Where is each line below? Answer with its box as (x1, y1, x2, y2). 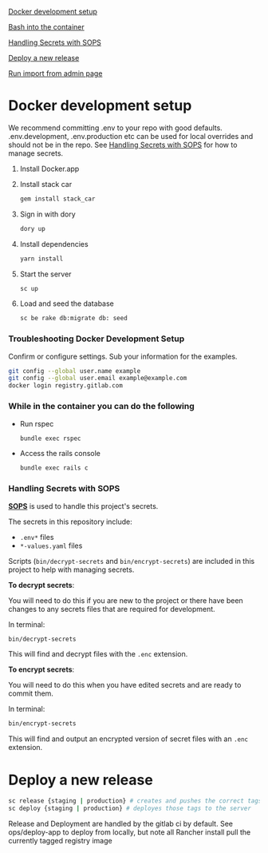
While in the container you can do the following (8, 401, 195, 412)
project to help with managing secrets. (8, 565, 135, 574)
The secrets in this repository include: (8, 517, 133, 526)
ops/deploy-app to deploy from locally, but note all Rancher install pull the (8, 827, 251, 837)
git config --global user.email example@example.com (8, 375, 187, 383)
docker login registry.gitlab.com (8, 382, 124, 390)
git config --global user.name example (8, 367, 141, 375)
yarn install (19, 255, 64, 263)
